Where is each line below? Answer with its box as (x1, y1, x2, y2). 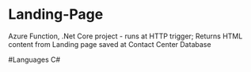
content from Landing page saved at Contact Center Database (8, 39, 211, 49)
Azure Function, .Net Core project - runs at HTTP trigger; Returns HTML (8, 31, 243, 41)
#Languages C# (8, 55, 61, 64)
